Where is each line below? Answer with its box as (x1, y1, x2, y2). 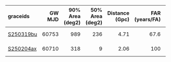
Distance (107, 10, 130, 17)
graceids (8, 13, 30, 20)
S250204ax (8, 45, 37, 52)
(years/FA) (134, 16, 161, 23)
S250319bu (8, 31, 37, 37)
